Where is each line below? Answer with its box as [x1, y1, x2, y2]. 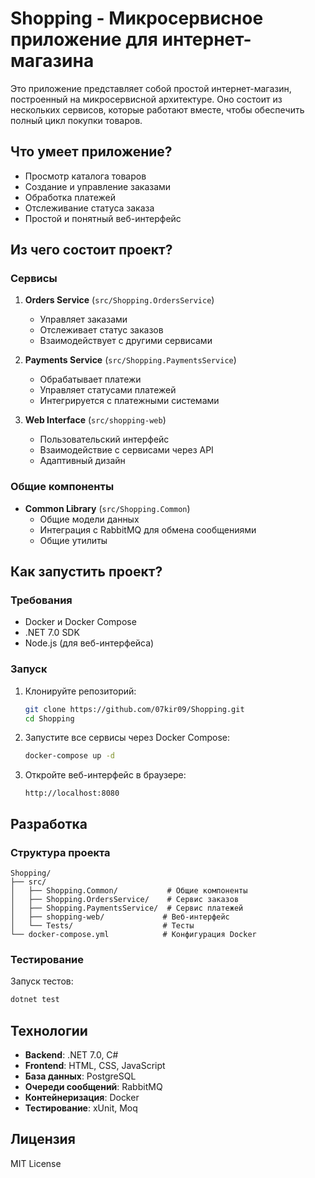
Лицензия [10, 1131, 76, 1148]
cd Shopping [24, 713, 75, 724]
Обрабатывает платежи [39, 373, 142, 386]
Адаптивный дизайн [39, 455, 126, 467]
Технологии [10, 1022, 88, 1039]
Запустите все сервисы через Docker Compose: [24, 732, 231, 744]
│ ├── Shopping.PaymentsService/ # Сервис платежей [10, 903, 244, 914]
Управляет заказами [39, 313, 128, 326]
